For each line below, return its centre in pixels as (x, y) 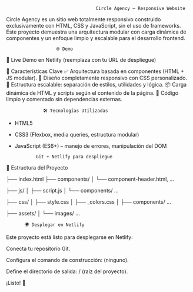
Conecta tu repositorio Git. (38, 248)
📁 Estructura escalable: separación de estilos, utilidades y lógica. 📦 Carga (96, 84)
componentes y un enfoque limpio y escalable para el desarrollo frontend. (96, 38)
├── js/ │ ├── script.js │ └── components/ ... (62, 190)
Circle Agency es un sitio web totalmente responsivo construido (84, 19)
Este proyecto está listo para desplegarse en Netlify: (70, 237)
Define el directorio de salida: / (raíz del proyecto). (67, 271)
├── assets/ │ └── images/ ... (43, 213)
